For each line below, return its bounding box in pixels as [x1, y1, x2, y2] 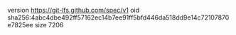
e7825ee [7, 21, 33, 29]
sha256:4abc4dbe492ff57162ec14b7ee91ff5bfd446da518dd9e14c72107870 [7, 13, 230, 22]
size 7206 [34, 21, 64, 29]
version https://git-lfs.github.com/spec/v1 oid [7, 6, 140, 14]
